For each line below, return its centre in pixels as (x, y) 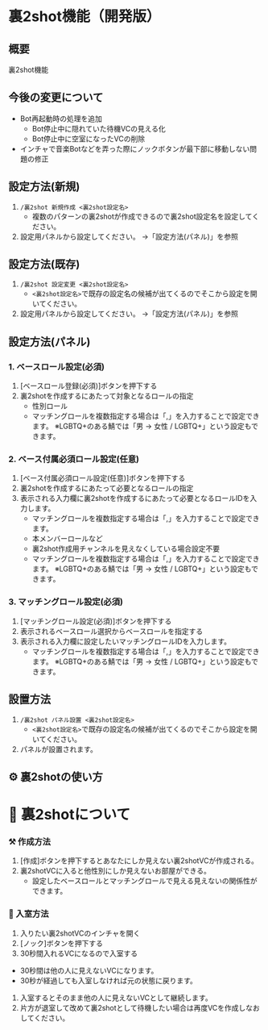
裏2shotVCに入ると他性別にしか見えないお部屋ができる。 (115, 871)
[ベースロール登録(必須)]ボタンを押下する (89, 386)
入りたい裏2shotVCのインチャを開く (80, 933)
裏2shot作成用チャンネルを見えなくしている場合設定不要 (126, 548)
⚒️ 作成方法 (29, 842)
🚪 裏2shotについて (70, 815)
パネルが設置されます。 (59, 749)
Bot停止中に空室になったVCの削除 (89, 139)
